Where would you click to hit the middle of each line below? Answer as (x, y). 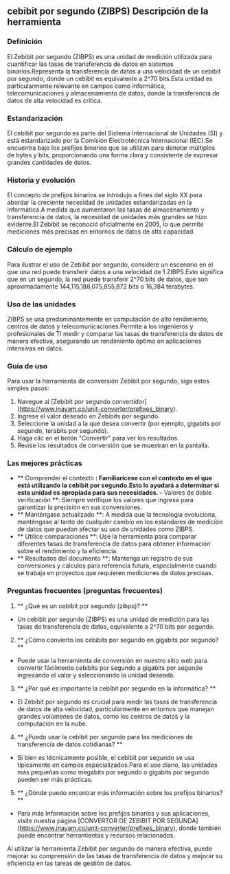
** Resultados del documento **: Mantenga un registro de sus (105, 559)
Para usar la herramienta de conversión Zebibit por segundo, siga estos (108, 381)
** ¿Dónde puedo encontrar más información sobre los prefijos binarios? (120, 792)
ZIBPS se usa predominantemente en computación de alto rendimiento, (108, 319)
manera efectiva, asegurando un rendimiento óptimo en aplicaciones (104, 341)
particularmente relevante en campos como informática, (87, 86)
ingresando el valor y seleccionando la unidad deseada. (96, 675)
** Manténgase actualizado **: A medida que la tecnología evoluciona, (117, 515)
